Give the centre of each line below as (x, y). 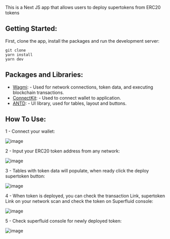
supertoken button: (25, 176)
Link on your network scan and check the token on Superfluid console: (79, 201)
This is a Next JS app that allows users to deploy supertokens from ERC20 (83, 7)
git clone (16, 50)
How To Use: (26, 119)
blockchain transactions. (38, 92)
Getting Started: (31, 29)
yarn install (19, 55)
